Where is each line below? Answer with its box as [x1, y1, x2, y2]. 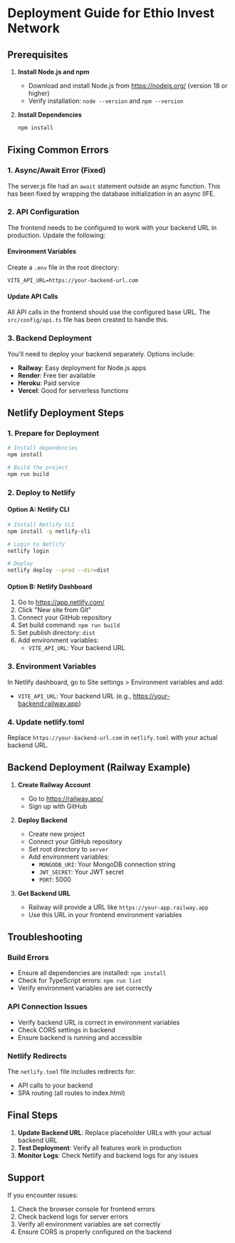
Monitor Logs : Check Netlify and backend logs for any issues [17, 1151, 199, 1159]
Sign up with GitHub [28, 802, 88, 810]
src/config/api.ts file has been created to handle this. [7, 316, 169, 324]
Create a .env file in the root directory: [7, 263, 120, 272]
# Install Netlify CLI [7, 521, 75, 528]
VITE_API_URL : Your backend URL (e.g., [17, 692, 132, 700]
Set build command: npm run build [17, 621, 120, 629]
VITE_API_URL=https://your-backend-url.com [7, 277, 139, 284]
